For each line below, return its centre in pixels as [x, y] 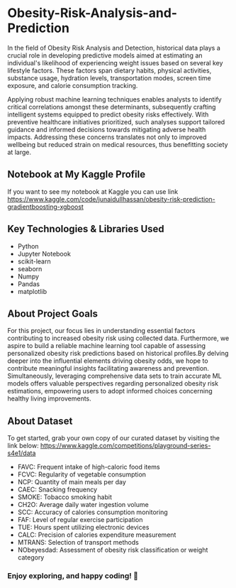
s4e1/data [22, 453]
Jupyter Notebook [44, 254]
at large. [19, 152]
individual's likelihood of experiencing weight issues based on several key [115, 62]
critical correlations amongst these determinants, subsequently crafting [112, 107]
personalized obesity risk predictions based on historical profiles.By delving [118, 354]
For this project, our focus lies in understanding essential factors [101, 331]
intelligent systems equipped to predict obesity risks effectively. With [108, 114]
